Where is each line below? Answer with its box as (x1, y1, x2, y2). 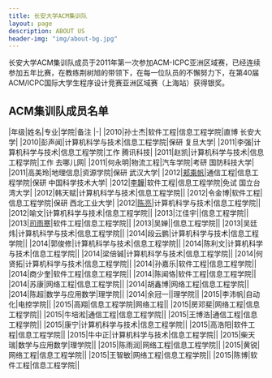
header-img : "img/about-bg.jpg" (8, 34, 118, 43)
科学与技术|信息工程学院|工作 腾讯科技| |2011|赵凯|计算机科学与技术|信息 (22, 148, 265, 157)
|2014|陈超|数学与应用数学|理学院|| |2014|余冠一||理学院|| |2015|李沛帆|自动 (8, 290, 261, 299)
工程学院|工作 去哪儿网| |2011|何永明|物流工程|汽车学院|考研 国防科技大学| (8, 157, 254, 167)
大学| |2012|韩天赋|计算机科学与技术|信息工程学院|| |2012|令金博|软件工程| (15, 188, 263, 198)
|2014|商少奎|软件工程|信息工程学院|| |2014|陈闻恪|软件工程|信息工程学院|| (8, 269, 257, 279)
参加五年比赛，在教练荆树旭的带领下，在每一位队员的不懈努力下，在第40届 (8, 68, 260, 78)
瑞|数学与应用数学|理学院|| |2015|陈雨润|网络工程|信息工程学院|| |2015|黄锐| (8, 340, 261, 350)
